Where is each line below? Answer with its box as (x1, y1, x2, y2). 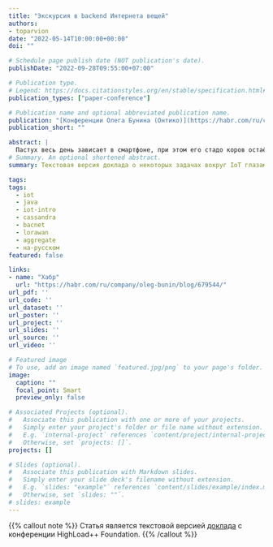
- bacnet (15, 221, 45, 229)
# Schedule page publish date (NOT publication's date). (8, 57, 206, 65)
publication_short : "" (8, 123, 85, 132)
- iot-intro (15, 206, 57, 214)
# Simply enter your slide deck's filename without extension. (8, 476, 234, 484)
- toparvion (8, 27, 49, 35)
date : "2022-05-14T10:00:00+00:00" (8, 34, 129, 43)
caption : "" (15, 378, 57, 386)
